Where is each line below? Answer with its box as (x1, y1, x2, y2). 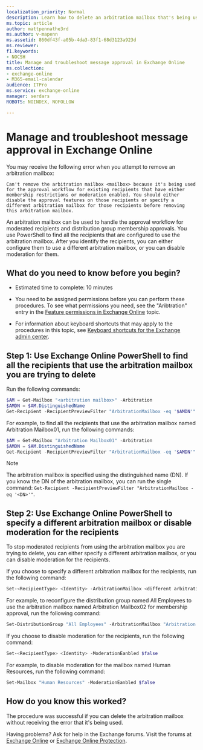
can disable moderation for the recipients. (6, 556, 111, 563)
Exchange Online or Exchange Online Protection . (6, 737, 127, 744)
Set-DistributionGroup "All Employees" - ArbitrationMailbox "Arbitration (6, 621, 196, 628)
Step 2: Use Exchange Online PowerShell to (6, 508, 173, 518)
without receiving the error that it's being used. (6, 719, 124, 726)
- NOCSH (6, 54, 26, 60)
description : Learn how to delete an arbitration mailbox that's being (6, 15, 190, 21)
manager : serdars (6, 93, 50, 99)
